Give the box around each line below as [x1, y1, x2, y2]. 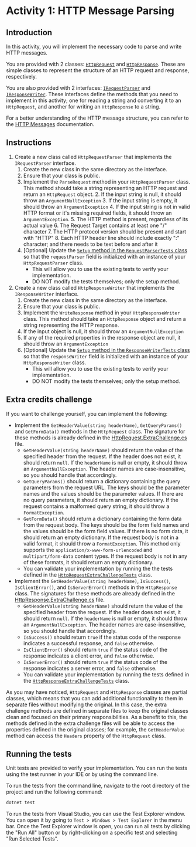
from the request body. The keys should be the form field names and [23, 521, 190, 528]
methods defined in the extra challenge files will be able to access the [6, 720, 174, 727]
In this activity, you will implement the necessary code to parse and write [6, 43, 182, 50]
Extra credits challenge [6, 395, 92, 405]
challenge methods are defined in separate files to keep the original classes [6, 707, 188, 714]
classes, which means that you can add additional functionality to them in [6, 694, 183, 702]
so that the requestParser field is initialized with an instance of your [23, 253, 186, 260]
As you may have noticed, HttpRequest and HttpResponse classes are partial [6, 688, 187, 696]
